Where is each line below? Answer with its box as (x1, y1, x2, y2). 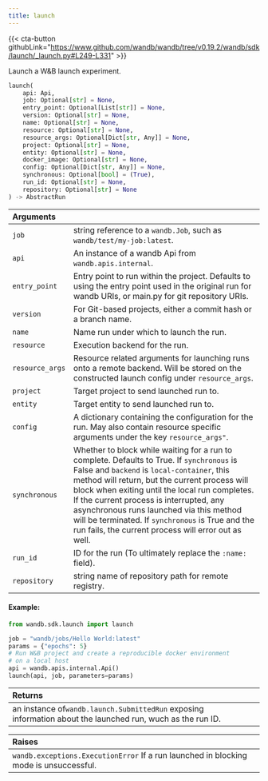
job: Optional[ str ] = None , (22, 97, 116, 105)
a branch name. (73, 313, 132, 325)
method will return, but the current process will (73, 474, 249, 485)
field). (73, 557, 96, 568)
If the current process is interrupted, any (73, 494, 225, 505)
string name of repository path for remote (73, 570, 229, 581)
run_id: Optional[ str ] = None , (22, 178, 127, 186)
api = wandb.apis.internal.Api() (8, 664, 120, 672)
